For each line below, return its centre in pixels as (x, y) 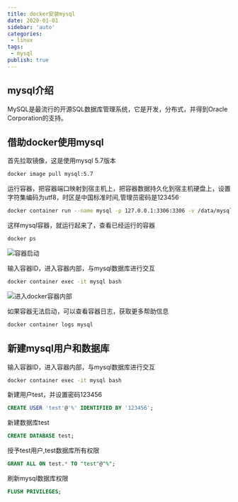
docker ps (22, 239)
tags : (15, 47)
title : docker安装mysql (41, 14)
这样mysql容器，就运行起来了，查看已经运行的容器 (81, 225)
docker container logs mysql (50, 324)
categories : (25, 34)
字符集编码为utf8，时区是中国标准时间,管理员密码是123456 (93, 197)
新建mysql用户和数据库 (58, 348)
